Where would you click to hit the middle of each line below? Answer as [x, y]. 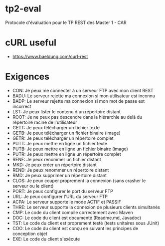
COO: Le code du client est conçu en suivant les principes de [75, 228]
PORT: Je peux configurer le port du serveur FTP [63, 191]
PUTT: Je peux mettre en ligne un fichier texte [60, 143]
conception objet [30, 234]
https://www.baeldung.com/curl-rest [50, 56]
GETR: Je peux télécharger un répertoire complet [63, 138]
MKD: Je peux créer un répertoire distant [55, 165]
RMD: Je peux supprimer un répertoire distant [60, 175]
